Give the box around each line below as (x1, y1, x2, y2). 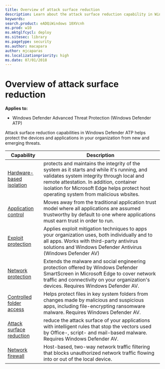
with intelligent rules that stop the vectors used (43, 323, 152, 330)
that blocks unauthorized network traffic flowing (43, 350, 155, 357)
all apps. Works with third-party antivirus (43, 238, 138, 245)
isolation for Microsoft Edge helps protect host (43, 185, 151, 192)
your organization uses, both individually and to (43, 232, 153, 239)
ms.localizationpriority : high (5, 53, 69, 58)
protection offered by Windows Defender (43, 264, 138, 271)
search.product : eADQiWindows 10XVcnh (5, 21, 84, 26)
